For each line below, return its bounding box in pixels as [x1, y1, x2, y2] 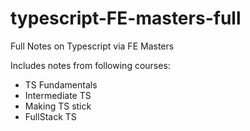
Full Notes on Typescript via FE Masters [10, 40, 175, 52]
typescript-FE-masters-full [10, 7, 242, 30]
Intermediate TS [24, 89, 92, 101]
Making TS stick [24, 100, 92, 112]
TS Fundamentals [24, 78, 98, 91]
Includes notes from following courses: [10, 59, 171, 71]
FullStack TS [24, 110, 77, 122]
